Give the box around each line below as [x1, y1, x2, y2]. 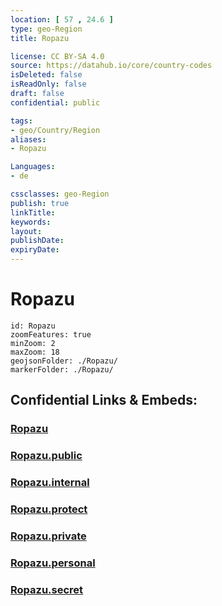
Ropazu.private [10, 529, 87, 543]
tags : [10, 116, 33, 126]
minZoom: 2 [10, 338, 56, 348]
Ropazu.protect [10, 502, 88, 516]
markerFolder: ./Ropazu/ [10, 364, 114, 375]
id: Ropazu [10, 321, 56, 331]
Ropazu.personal [10, 556, 96, 570]
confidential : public [10, 97, 101, 108]
